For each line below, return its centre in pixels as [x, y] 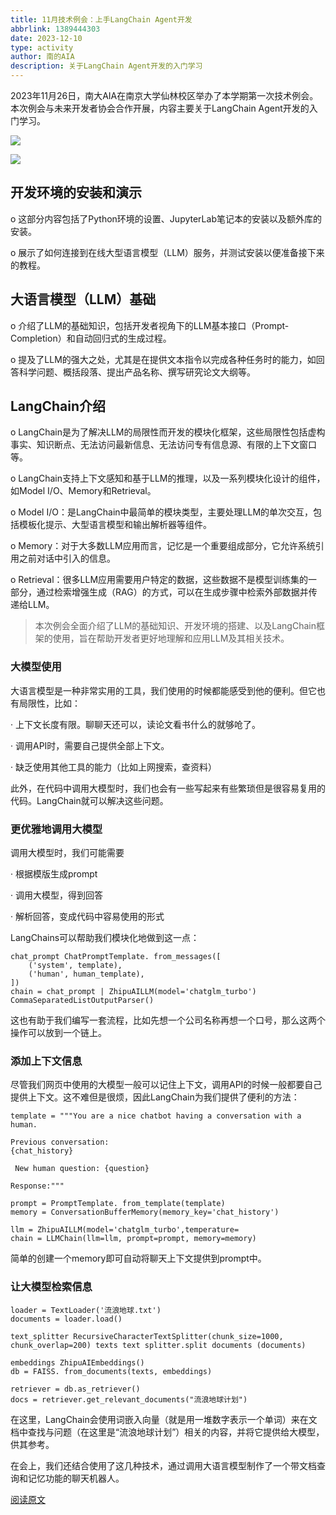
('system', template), [75, 966]
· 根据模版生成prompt [54, 874]
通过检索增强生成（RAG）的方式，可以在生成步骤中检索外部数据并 [172, 592]
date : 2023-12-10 [46, 38]
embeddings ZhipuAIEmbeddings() [77, 1362]
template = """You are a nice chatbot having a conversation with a [156, 1116]
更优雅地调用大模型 [56, 829]
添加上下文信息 [46, 1061]
